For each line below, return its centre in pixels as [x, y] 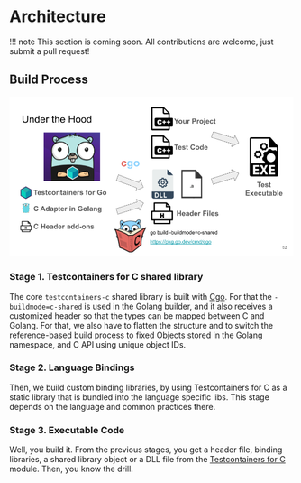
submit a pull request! [50, 51]
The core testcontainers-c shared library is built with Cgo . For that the [141, 296]
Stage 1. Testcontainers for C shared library [106, 277]
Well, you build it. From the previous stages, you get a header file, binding [146, 450]
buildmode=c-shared [46, 307]
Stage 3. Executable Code [67, 430]
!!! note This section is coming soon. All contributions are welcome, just [141, 42]
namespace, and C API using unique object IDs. [98, 344]
